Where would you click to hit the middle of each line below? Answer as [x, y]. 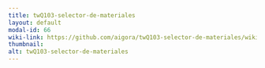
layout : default [35, 23]
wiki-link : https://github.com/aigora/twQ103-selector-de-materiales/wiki [134, 37]
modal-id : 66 [30, 30]
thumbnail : [26, 45]
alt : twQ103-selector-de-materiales [68, 52]
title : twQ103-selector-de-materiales [72, 15]
